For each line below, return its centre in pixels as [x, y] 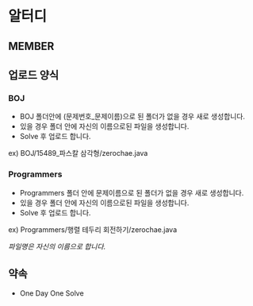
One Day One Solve [52, 293]
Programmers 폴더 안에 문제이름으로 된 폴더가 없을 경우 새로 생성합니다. [132, 192]
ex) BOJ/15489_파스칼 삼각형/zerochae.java [78, 153]
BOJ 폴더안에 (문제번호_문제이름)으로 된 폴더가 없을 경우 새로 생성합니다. [132, 117]
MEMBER [31, 46]
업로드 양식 [34, 75]
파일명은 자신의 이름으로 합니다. [57, 246]
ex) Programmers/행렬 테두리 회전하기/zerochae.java [93, 229]
